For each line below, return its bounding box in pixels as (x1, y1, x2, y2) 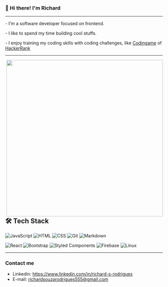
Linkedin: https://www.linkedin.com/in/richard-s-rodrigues (12, 271, 133, 277)
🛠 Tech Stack (5, 217, 49, 225)
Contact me (5, 259, 34, 266)
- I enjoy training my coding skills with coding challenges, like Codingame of (5, 40, 162, 46)
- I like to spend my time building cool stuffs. (5, 30, 96, 37)
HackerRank (5, 45, 31, 52)
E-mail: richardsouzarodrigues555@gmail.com (12, 276, 108, 282)
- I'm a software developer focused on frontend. (5, 21, 104, 27)
